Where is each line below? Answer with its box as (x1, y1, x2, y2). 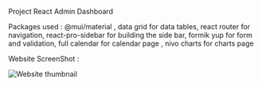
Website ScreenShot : (8, 54, 80, 63)
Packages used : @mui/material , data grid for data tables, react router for (8, 22, 251, 31)
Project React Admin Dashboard (8, 7, 114, 16)
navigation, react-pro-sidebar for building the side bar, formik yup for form (8, 31, 252, 39)
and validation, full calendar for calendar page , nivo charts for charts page (8, 39, 254, 48)
